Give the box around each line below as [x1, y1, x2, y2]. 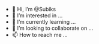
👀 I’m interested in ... [11, 12, 63, 19]
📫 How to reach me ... [11, 32, 68, 38]
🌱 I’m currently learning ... [11, 18, 76, 25]
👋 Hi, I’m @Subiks [11, 6, 56, 12]
